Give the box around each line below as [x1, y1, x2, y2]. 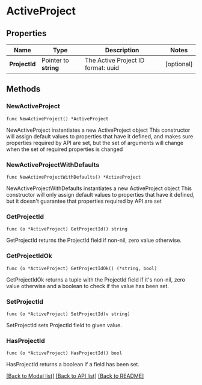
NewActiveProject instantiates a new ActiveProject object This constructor [6, 126, 191, 134]
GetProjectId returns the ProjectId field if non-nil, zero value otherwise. [6, 236, 182, 244]
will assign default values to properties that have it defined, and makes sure [6, 132, 194, 140]
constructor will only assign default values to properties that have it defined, [6, 191, 195, 198]
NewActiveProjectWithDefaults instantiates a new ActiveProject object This [6, 185, 192, 192]
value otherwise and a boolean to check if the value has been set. [6, 282, 170, 289]
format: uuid [85, 64, 119, 72]
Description [105, 46, 139, 54]
